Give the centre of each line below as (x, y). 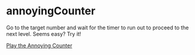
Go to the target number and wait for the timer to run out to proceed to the (98, 27)
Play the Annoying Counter (39, 45)
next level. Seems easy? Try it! (44, 33)
